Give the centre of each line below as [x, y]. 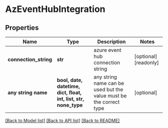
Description [111, 42]
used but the [108, 89]
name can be [109, 83]
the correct [106, 102]
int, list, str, [70, 99]
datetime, [68, 86]
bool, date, [70, 80]
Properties [22, 28]
